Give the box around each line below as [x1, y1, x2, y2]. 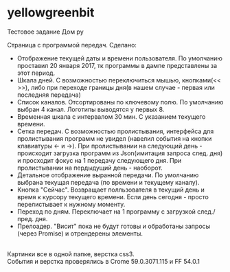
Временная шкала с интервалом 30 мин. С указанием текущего [16, 112, 206, 121]
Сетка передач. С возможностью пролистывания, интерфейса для [16, 127, 214, 135]
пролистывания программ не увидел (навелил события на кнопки [16, 134, 212, 142]
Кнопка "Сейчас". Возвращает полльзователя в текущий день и [16, 185, 205, 194]
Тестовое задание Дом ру [7, 27, 84, 36]
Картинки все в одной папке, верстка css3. [7, 249, 135, 258]
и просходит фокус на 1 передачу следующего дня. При [16, 156, 182, 164]
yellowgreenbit [7, 5, 95, 21]
